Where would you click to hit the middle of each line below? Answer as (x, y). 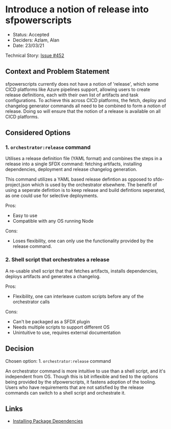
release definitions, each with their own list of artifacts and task (72, 95)
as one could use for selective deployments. (52, 196)
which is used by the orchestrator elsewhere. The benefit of (94, 185)
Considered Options (38, 133)
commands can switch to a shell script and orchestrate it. (66, 393)
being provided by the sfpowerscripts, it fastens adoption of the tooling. (81, 382)
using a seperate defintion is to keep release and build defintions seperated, (85, 190)
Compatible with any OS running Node (53, 221)
